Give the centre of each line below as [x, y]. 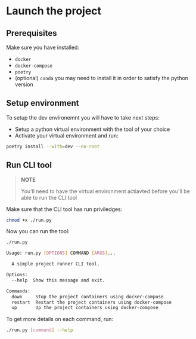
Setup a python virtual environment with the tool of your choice [92, 129]
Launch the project [54, 11]
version [24, 84]
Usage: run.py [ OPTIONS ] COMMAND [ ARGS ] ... [61, 253]
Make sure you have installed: [43, 47]
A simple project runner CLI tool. [56, 264]
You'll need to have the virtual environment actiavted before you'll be [105, 191]
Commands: [18, 291]
